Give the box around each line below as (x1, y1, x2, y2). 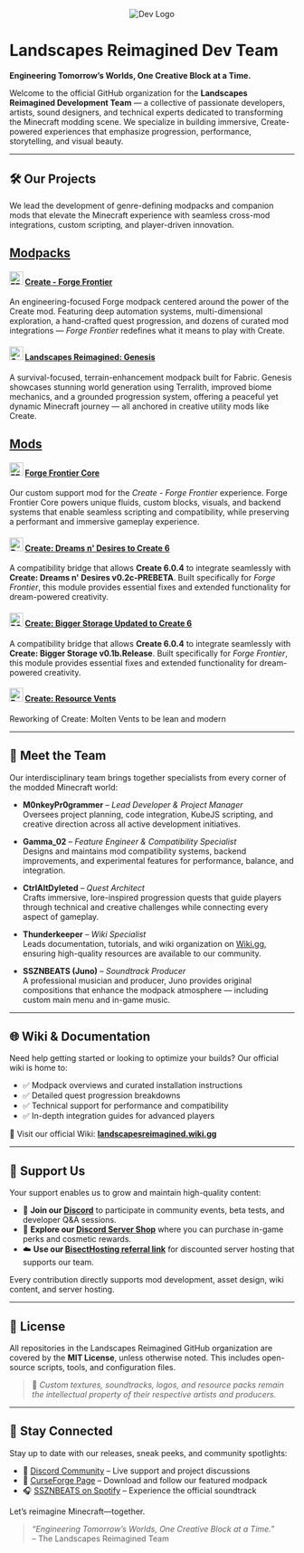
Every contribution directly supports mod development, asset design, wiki (9, 1274, 284, 1285)
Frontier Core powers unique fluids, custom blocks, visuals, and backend (9, 497, 281, 508)
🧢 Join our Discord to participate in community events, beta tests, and (22, 1205, 285, 1216)
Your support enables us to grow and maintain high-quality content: (9, 1188, 261, 1198)
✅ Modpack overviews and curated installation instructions (22, 1080, 242, 1091)
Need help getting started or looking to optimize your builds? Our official (9, 1053, 279, 1064)
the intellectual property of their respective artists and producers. (31, 1389, 277, 1399)
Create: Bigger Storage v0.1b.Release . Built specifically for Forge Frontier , (9, 648, 288, 658)
